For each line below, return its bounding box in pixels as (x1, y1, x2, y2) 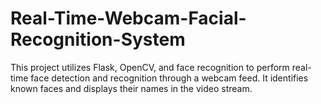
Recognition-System (10, 28, 186, 51)
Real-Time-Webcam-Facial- (10, 7, 247, 30)
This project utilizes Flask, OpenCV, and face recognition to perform (10, 61, 290, 73)
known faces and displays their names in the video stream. (10, 82, 253, 94)
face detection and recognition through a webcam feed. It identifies (30, 72, 309, 84)
